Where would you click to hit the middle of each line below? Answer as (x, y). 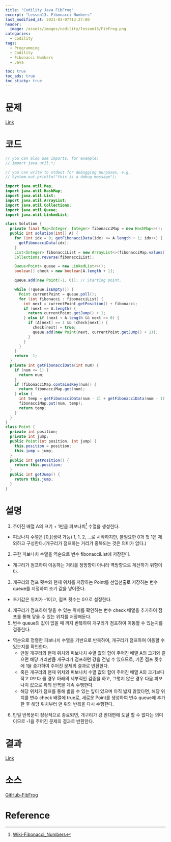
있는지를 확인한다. (30, 647)
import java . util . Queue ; (32, 210)
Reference (27, 816)
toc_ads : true (20, 76)
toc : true (16, 71)
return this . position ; (38, 465)
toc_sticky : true (24, 81)
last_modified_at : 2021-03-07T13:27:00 (48, 19)
